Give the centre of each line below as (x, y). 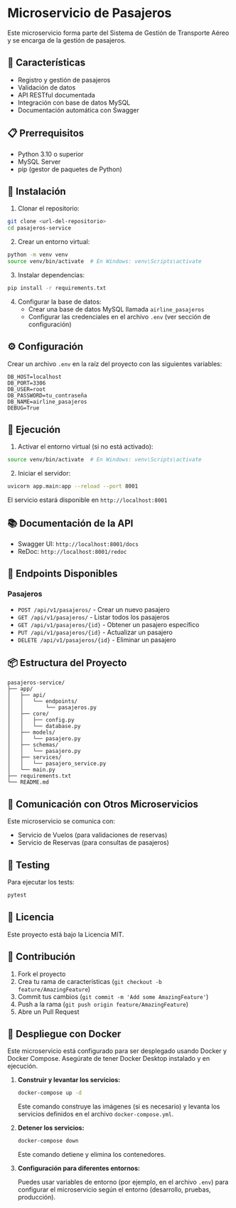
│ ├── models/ (31, 733)
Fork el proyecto (42, 974)
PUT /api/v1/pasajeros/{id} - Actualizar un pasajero (95, 632)
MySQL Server (39, 161)
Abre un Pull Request (48, 1012)
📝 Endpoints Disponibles (63, 574)
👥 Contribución (42, 957)
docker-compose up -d (49, 1093)
